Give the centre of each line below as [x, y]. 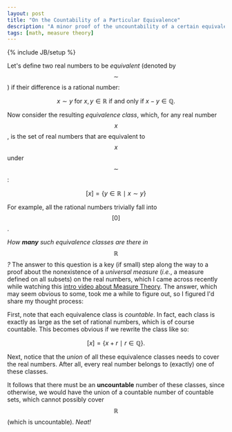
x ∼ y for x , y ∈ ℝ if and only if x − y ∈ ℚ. [116, 101]
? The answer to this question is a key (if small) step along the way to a [108, 265]
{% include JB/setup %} [41, 52]
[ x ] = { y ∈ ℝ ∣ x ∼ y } [116, 193]
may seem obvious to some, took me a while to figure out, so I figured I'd [111, 294]
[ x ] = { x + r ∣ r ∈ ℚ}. [116, 343]
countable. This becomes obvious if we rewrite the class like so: [98, 329]
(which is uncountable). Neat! [49, 422]
